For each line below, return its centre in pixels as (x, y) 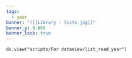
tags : (13, 11)
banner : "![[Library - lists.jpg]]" (51, 22)
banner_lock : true (28, 33)
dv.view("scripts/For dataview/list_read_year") (67, 50)
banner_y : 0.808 (26, 28)
